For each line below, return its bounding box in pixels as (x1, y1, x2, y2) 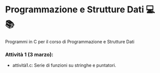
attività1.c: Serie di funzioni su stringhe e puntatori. (12, 63, 116, 69)
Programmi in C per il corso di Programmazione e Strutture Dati (5, 38, 135, 45)
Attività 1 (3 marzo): (5, 51, 54, 58)
